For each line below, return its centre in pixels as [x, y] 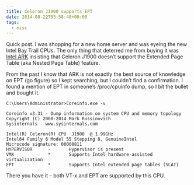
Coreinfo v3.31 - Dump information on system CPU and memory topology [94, 114]
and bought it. [23, 93]
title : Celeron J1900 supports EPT [49, 11]
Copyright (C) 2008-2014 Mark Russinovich [58, 119]
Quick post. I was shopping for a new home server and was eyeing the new [97, 44]
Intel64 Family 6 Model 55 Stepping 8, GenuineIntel [72, 139]
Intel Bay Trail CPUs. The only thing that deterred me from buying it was [93, 51]
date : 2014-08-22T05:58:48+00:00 [47, 17]
